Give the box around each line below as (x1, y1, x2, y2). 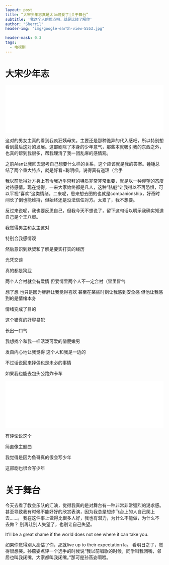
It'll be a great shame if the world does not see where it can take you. (5, 531, 149, 537)
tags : (5, 40, 17, 45)
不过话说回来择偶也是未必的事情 (5, 359, 71, 366)
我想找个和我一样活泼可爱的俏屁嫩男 (5, 338, 80, 344)
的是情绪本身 (9, 295, 36, 301)
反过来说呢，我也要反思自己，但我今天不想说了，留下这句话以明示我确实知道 (5, 208, 164, 214)
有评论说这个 (5, 433, 32, 439)
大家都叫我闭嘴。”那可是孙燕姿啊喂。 (36, 554, 111, 560)
